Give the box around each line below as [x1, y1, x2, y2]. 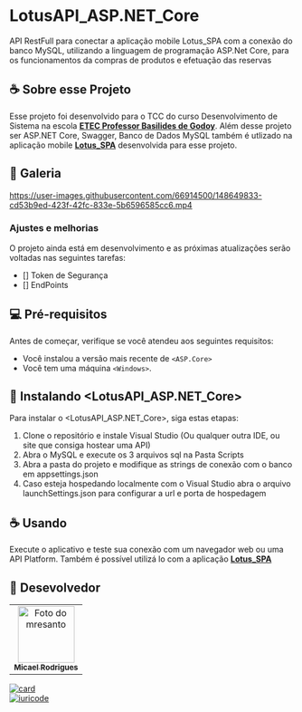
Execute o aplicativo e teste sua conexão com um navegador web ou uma [9, 544, 284, 555]
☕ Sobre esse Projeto [9, 82, 131, 98]
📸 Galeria [9, 166, 61, 181]
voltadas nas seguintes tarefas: [9, 252, 127, 263]
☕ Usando [9, 515, 68, 531]
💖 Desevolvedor [9, 580, 101, 595]
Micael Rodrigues [14, 662, 79, 673]
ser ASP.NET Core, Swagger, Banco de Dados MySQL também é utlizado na [9, 130, 293, 140]
